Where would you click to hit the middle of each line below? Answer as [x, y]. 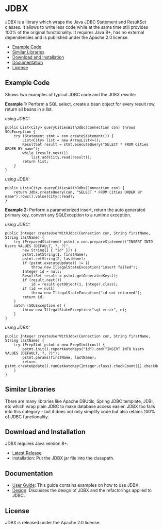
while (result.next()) [45, 153]
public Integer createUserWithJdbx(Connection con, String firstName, [78, 336]
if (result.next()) [42, 280]
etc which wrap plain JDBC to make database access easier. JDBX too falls [80, 406]
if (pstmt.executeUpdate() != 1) [56, 263]
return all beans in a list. [29, 109]
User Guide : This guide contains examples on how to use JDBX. [76, 485]
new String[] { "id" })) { [50, 250]
